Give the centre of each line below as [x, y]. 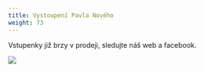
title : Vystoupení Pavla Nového [61, 15]
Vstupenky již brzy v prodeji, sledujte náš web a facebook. [102, 45]
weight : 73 [26, 23]
